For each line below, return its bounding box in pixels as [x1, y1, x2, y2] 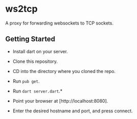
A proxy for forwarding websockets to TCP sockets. [5, 20, 114, 26]
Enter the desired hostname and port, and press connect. [12, 108, 133, 114]
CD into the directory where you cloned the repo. [12, 68, 116, 74]
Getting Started [5, 35, 56, 43]
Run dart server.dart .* [12, 88, 63, 94]
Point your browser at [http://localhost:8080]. [12, 98, 108, 104]
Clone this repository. [12, 58, 58, 64]
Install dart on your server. [12, 48, 68, 54]
